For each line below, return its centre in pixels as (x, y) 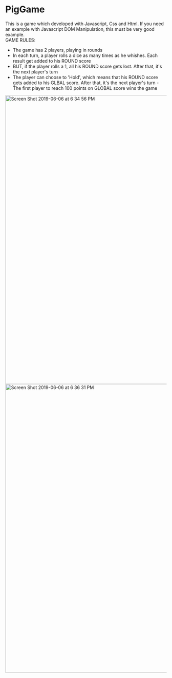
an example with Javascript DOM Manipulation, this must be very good (80, 29)
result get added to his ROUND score (52, 61)
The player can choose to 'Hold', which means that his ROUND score (85, 77)
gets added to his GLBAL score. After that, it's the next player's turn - (86, 83)
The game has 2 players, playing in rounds (58, 50)
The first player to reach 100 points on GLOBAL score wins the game (85, 88)
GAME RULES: (20, 40)
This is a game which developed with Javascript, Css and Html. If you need (84, 24)
